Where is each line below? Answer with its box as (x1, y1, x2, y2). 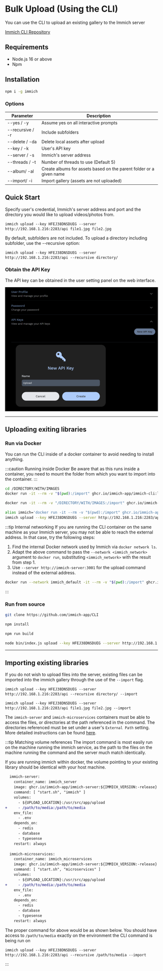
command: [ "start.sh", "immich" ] (14, 790, 86, 795)
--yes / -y (7, 120, 29, 126)
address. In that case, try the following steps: (5, 534, 96, 540)
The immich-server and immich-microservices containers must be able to (5, 714, 150, 720)
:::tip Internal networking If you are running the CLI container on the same (5, 524, 152, 530)
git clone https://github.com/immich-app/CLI (5, 613, 98, 617)
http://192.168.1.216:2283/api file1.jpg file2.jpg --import (5, 706, 131, 711)
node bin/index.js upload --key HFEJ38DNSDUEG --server (5, 640, 120, 646)
